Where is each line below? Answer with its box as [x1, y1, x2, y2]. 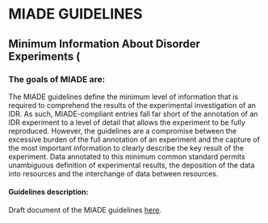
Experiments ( [8, 49, 81, 63]
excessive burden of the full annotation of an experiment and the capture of [8, 134, 261, 144]
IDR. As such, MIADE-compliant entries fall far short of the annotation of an [8, 109, 258, 118]
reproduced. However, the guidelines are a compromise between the [8, 126, 237, 135]
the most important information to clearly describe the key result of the [8, 142, 245, 153]
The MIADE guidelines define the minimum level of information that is [8, 92, 239, 101]
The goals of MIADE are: [8, 73, 106, 85]
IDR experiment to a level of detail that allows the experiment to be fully [8, 118, 246, 127]
